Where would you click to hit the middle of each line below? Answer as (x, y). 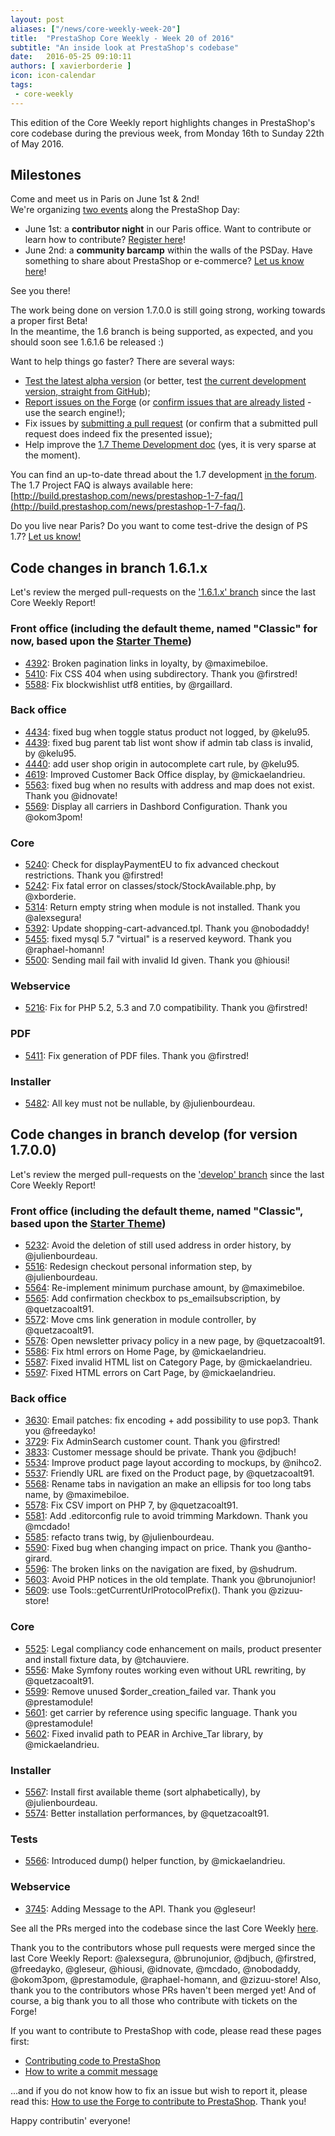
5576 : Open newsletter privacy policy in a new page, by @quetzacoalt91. (175, 1341)
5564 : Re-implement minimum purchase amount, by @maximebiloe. (164, 1288)
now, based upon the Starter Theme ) (101, 641)
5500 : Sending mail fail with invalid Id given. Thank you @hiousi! (157, 960)
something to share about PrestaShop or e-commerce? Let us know (164, 261)
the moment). (52, 455)
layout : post (37, 19)
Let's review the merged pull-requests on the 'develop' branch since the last (167, 1174)
